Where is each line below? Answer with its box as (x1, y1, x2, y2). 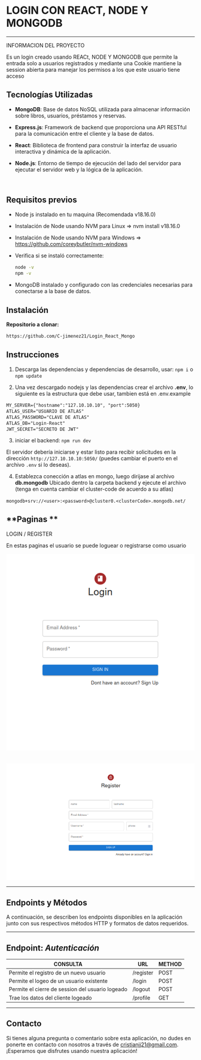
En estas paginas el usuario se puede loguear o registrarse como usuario (6, 542, 187, 549)
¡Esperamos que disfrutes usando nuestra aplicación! (6, 1047, 138, 1054)
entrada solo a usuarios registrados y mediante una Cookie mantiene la (6, 59, 182, 66)
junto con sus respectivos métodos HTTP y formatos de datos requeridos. (6, 920, 189, 927)
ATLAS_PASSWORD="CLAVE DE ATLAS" (6, 414, 90, 420)
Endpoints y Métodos (6, 897, 88, 907)
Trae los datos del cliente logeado (8, 994, 92, 1001)
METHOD (158, 960, 182, 967)
